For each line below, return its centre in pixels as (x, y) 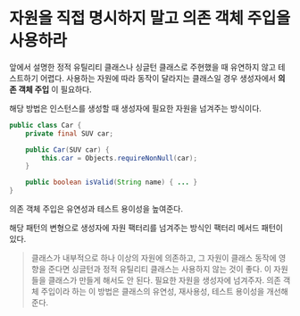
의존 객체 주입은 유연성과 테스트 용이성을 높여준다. (96, 209)
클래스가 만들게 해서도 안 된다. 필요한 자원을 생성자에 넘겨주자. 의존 (164, 280)
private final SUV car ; (70, 133)
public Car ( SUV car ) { (67, 150)
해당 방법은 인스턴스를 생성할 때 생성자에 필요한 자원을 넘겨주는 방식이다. (135, 108)
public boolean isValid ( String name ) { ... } (112, 183)
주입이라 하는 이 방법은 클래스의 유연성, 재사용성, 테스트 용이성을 (153, 292)
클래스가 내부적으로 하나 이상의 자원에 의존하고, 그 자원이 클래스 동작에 (154, 258)
